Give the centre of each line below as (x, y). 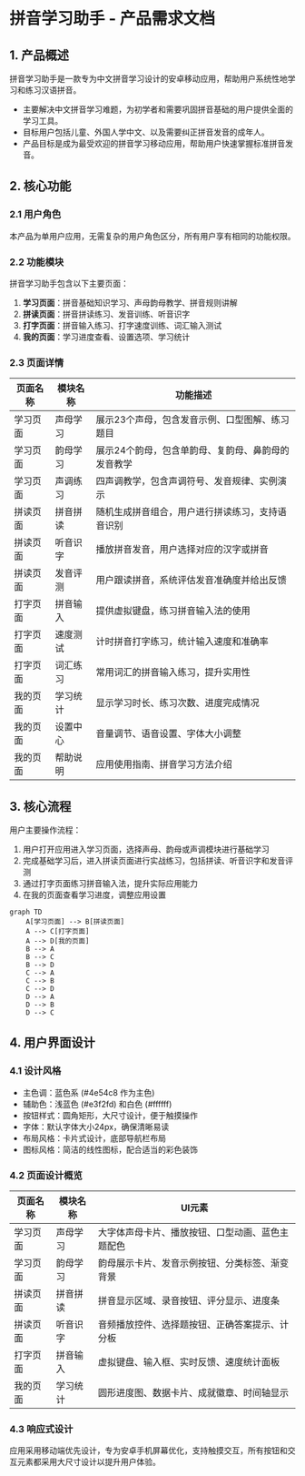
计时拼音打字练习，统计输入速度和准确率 (182, 642)
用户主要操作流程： (45, 830)
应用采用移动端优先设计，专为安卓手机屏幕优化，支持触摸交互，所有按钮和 (148, 1451)
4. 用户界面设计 (52, 1043)
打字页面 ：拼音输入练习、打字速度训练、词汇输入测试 (122, 325)
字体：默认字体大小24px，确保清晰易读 (96, 1127)
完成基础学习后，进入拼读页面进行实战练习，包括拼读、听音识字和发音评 (157, 861)
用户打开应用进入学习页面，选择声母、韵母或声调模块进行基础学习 (146, 849)
